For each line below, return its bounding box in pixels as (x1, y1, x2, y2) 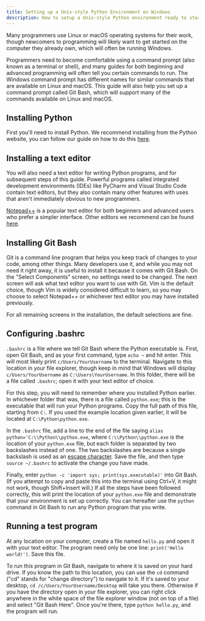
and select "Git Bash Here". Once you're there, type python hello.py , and (6, 601, 191, 608)
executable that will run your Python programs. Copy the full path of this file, (6, 402, 198, 409)
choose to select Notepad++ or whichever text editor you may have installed (6, 292, 199, 300)
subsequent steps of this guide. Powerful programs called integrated (6, 176, 179, 183)
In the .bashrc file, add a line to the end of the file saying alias (6, 426, 164, 434)
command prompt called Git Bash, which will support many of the (6, 88, 171, 96)
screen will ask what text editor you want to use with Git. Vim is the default (6, 279, 194, 287)
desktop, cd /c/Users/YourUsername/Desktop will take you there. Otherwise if (6, 581, 198, 589)
